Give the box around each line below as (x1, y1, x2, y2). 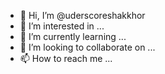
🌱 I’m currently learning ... (19, 31, 127, 42)
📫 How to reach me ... (19, 53, 113, 64)
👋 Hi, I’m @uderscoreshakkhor (19, 10, 146, 21)
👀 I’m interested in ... (19, 20, 105, 32)
